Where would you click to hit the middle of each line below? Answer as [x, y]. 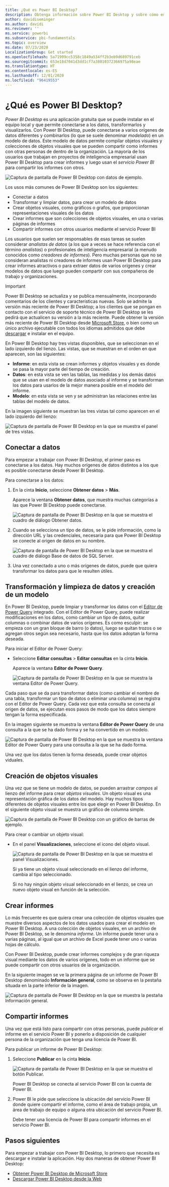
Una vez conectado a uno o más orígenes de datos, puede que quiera [85, 565]
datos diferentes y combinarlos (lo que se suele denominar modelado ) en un [84, 135]
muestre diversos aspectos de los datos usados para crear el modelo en [80, 923]
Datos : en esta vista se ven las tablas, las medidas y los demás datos [84, 374]
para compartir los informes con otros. [45, 168]
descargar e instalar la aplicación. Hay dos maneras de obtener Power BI [80, 1158]
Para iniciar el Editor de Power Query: [44, 649]
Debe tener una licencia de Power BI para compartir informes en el [81, 1119]
